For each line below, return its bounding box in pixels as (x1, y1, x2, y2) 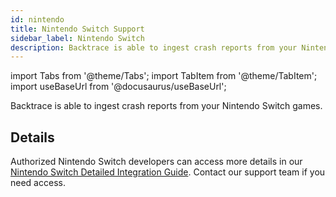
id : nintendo (10, 14, 65, 25)
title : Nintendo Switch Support (10, 24, 145, 34)
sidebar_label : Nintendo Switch (10, 33, 145, 43)
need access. (10, 177, 66, 189)
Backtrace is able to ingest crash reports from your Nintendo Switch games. (10, 100, 323, 112)
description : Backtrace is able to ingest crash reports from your (10, 42, 298, 53)
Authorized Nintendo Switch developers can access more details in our (10, 156, 303, 168)
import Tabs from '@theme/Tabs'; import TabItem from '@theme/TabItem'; (10, 70, 318, 82)
